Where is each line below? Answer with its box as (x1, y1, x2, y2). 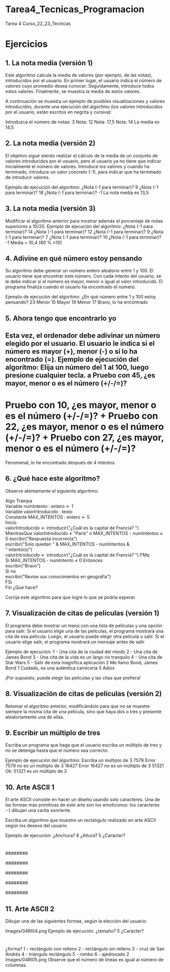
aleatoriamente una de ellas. (5, 714, 65, 720)
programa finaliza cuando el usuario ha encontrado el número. (5, 284, 136, 290)
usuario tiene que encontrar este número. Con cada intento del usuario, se (5, 273, 161, 279)
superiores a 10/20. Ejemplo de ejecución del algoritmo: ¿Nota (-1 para (5, 223, 153, 229)
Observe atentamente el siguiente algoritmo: (5, 488, 99, 494)
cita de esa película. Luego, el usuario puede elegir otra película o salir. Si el (5, 633, 164, 639)
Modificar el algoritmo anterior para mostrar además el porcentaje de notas (5, 218, 163, 224)
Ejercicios (5, 38, 48, 50)
